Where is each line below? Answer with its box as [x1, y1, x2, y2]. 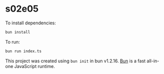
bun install [5, 29, 30, 34]
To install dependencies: [5, 20, 57, 26]
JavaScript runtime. [14, 63, 56, 69]
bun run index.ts [5, 49, 42, 54]
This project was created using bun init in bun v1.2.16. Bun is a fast [5, 58, 146, 64]
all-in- [146, 58, 159, 64]
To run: [5, 39, 20, 45]
